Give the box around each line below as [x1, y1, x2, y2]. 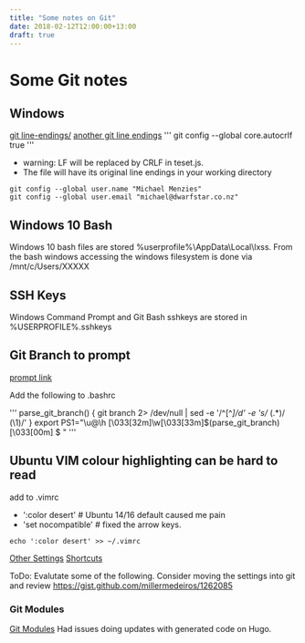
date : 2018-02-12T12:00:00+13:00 [9, 22, 137, 31]
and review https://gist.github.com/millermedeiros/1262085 [9, 580, 233, 591]
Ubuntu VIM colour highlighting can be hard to [9, 453, 279, 469]
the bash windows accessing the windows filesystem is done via [9, 252, 253, 263]
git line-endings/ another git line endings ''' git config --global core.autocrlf [9, 130, 293, 141]
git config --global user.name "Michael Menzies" [9, 184, 203, 194]
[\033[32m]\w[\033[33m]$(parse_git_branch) [108, 417, 280, 428]
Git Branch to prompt [9, 347, 131, 363]
